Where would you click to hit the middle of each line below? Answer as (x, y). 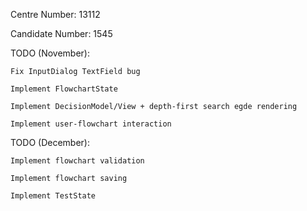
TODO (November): (50, 53)
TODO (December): (50, 142)
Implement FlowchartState (64, 89)
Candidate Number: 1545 (61, 33)
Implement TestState (53, 196)
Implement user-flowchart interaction (91, 124)
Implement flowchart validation (77, 161)
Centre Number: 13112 (55, 14)
